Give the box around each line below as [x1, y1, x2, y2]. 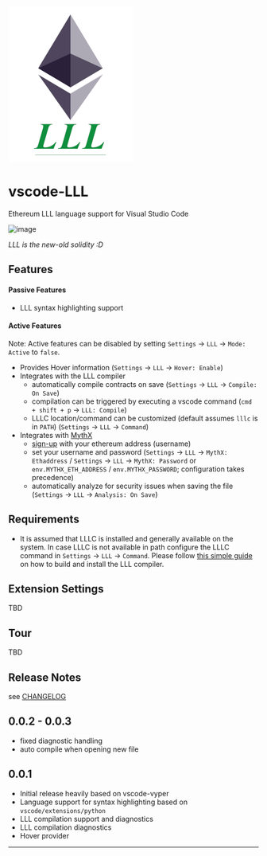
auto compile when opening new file [19, 744, 139, 754]
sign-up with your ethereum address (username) [31, 439, 192, 448]
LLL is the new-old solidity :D [8, 240, 103, 249]
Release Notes [8, 670, 82, 684]
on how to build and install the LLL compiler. [19, 559, 164, 569]
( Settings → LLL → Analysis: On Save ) [31, 489, 158, 499]
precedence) [31, 472, 74, 482]
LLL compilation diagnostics [19, 823, 112, 832]
